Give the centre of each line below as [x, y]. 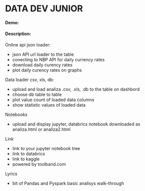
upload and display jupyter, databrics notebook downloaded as [76, 124]
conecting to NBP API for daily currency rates [58, 59]
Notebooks [16, 115]
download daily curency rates [42, 65]
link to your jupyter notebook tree [46, 148]
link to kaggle [26, 159]
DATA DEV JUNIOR [44, 9]
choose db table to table [37, 94]
